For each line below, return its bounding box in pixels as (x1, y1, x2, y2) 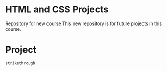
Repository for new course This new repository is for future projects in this (5, 20, 162, 27)
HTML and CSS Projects (5, 4, 109, 15)
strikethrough (5, 60, 36, 66)
